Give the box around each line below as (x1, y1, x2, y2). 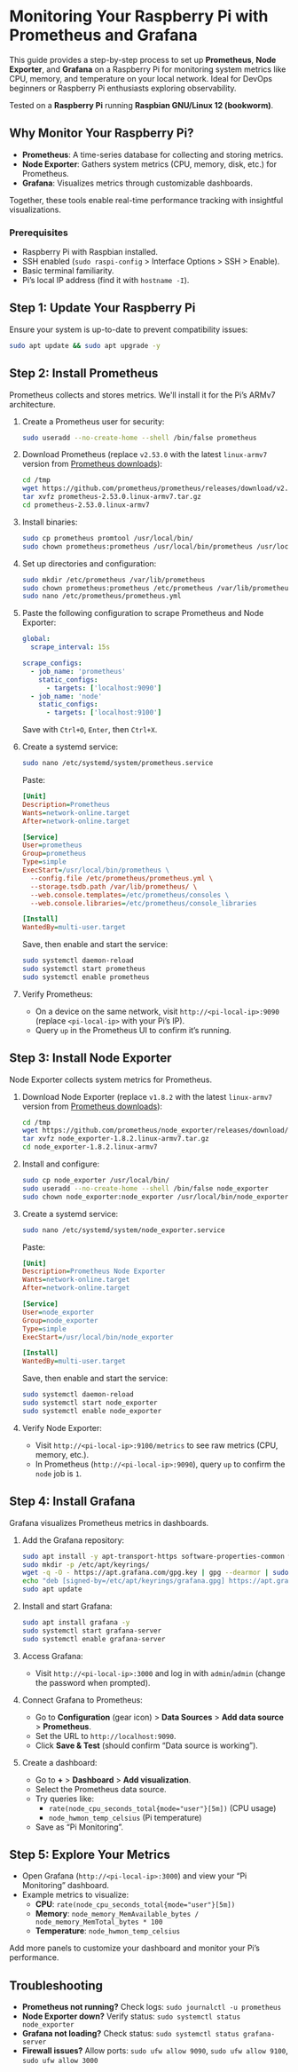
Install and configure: (21, 1159, 100, 1169)
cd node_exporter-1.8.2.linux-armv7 (21, 1143, 158, 1151)
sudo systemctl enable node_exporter (21, 1406, 162, 1415)
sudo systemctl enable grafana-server (21, 1634, 166, 1643)
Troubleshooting (9, 1978, 104, 1993)
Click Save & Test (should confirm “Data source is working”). (35, 1740, 259, 1751)
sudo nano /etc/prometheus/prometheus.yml (21, 592, 182, 601)
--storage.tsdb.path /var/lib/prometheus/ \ (30, 882, 198, 891)
